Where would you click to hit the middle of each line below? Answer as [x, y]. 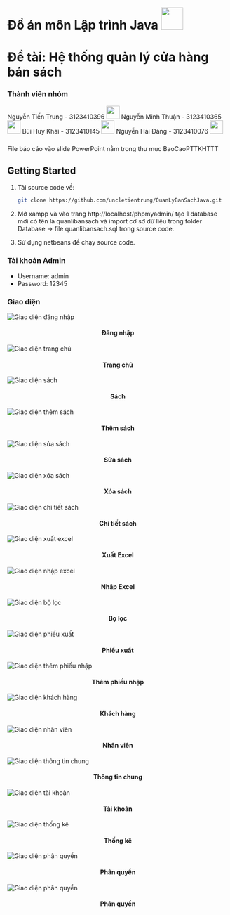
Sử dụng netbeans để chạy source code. [76, 242]
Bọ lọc [118, 618]
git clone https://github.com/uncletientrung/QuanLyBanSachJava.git [120, 200]
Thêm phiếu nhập [118, 682]
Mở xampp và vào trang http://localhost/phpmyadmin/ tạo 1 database [117, 214]
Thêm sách [118, 428]
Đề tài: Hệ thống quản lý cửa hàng [108, 57]
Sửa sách [118, 460]
